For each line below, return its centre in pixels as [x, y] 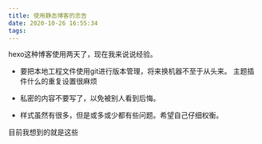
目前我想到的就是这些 [43, 132]
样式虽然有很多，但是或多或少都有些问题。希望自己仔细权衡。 [121, 115]
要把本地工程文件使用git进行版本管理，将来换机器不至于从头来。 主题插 [137, 71]
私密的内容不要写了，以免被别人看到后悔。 [90, 98]
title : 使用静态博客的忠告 [48, 16]
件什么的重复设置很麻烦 [58, 82]
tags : [17, 30]
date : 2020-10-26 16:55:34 [53, 23]
